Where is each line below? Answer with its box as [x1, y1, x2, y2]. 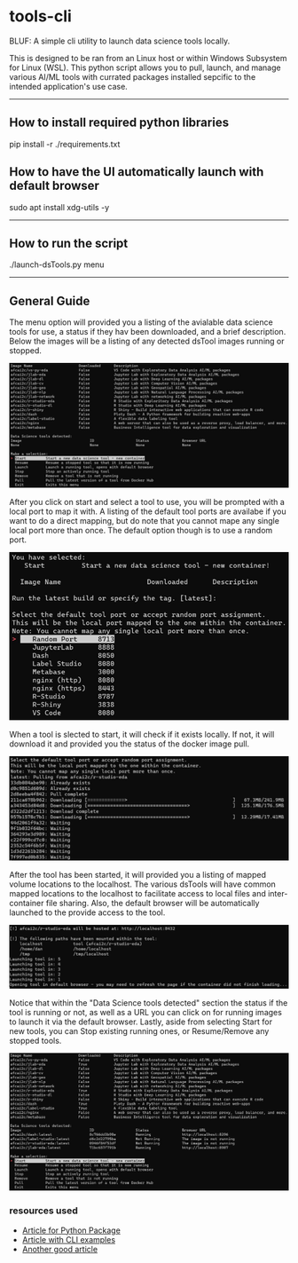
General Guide [9, 293, 90, 308]
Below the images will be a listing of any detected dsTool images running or [9, 335, 285, 347]
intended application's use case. [9, 81, 129, 91]
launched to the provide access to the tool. [9, 907, 166, 918]
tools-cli [9, 6, 73, 27]
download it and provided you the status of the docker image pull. [9, 738, 250, 749]
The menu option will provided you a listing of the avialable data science [9, 317, 273, 328]
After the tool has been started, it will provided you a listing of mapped [9, 869, 266, 880]
